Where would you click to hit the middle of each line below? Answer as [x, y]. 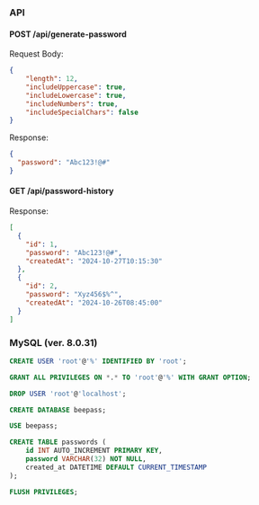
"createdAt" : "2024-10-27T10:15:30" [94, 261]
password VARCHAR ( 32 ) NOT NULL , [86, 459]
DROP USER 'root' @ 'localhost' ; [68, 394]
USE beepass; [34, 426]
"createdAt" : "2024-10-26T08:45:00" [94, 303]
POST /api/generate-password [68, 34]
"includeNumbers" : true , [72, 104]
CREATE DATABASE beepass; [58, 410]
